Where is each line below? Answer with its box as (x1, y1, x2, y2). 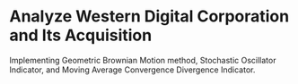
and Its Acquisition (9, 25, 153, 46)
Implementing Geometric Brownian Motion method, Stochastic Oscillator (9, 55, 276, 65)
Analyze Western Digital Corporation (9, 6, 290, 27)
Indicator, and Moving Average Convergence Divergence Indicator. (9, 64, 256, 75)
